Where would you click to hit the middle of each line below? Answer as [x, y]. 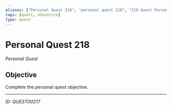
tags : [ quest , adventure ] [33, 15]
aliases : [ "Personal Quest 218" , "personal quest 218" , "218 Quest [79, 10]
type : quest [18, 19]
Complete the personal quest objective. [47, 87]
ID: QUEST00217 [23, 102]
